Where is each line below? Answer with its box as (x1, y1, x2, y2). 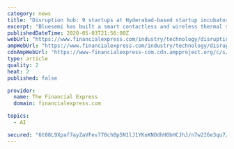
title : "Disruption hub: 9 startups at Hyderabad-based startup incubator (7, 17, 229, 24)
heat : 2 (7, 68, 30, 75)
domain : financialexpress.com (13, 100, 101, 107)
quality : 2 (7, 62, 39, 69)
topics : (7, 112, 30, 120)
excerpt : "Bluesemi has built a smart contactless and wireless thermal (7, 23, 223, 30)
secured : (7, 131, 33, 139)
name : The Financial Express (13, 94, 98, 100)
